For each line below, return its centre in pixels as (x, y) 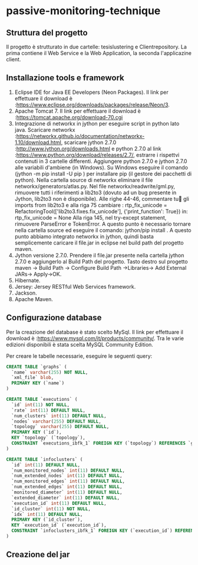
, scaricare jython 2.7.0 (89, 142)
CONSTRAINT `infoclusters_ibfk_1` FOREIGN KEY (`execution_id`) (92, 531)
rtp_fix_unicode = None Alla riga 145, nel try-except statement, (90, 217)
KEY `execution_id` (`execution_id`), (59, 525)
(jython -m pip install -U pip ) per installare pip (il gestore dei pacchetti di (103, 174)
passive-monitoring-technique (83, 11)
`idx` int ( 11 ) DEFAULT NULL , (47, 514)
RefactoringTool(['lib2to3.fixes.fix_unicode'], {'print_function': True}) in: (101, 211)
